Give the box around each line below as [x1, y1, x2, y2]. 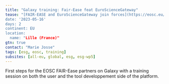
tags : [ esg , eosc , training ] [5, 49, 66, 54]
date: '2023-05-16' [5, 17, 46, 22]
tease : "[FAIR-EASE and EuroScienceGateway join [5, 12, 109, 17]
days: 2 [5, 21, 22, 27]
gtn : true [5, 40, 26, 45]
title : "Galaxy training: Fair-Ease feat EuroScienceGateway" [5, 7, 138, 13]
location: [5, 31, 26, 36]
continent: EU [5, 26, 35, 31]
